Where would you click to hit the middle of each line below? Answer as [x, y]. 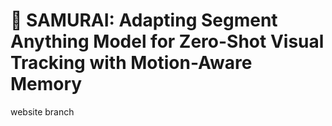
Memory [46, 84]
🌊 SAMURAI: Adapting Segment [144, 20]
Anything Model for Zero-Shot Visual [167, 41]
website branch [42, 111]
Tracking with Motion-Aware [131, 63]
